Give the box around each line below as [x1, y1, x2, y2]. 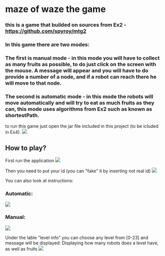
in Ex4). [5, 129, 21, 135]
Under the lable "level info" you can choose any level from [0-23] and [5, 234, 148, 240]
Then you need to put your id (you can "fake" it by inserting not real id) [5, 168, 151, 174]
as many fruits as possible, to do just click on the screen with [5, 61, 156, 68]
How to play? [5, 144, 46, 152]
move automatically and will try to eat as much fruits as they [5, 99, 154, 106]
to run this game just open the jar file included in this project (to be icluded [5, 123, 159, 129]
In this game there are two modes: [5, 41, 90, 48]
